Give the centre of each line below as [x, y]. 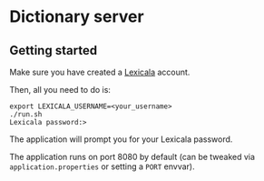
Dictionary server [77, 17]
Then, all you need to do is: [60, 90]
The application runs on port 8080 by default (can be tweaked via [132, 157]
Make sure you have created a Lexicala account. [100, 72]
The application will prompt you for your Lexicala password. [121, 139]
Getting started [54, 50]
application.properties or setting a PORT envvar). [102, 166]
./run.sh [26, 115]
